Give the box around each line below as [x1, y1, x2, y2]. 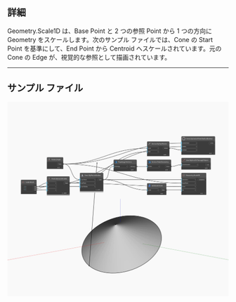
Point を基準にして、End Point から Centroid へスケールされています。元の [7, 44, 222, 53]
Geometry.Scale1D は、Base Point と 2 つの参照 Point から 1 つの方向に [7, 27, 212, 35]
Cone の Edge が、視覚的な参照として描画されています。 [7, 53, 171, 61]
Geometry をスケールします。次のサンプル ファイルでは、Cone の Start [7, 35, 213, 44]
